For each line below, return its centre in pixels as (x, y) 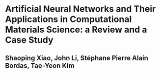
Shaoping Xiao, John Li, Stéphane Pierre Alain (77, 58)
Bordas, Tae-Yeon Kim (40, 65)
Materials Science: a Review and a (76, 30)
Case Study (29, 40)
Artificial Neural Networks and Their (80, 9)
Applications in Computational (68, 19)
